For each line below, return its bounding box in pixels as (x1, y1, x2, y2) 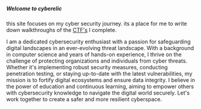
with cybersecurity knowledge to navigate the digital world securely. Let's (6, 89, 190, 96)
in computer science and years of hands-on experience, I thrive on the (6, 51, 182, 58)
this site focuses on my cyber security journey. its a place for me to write (6, 20, 187, 27)
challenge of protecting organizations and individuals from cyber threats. (6, 57, 188, 64)
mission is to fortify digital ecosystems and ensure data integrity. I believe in (6, 76, 195, 84)
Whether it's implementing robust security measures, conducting (6, 63, 168, 70)
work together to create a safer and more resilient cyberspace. (6, 95, 162, 102)
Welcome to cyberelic (6, 5, 62, 12)
